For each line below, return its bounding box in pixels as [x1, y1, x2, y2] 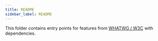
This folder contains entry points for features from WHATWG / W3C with [5, 25, 154, 31]
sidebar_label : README [5, 12, 52, 17]
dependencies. [5, 30, 36, 36]
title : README [5, 7, 35, 12]
